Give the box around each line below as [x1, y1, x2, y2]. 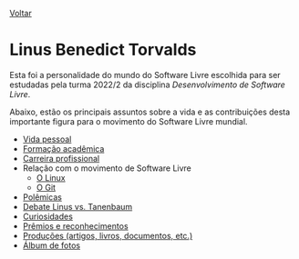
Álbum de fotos [22, 240, 80, 251]
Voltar [9, 8, 32, 18]
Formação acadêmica [22, 143, 105, 154]
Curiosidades [22, 211, 73, 222]
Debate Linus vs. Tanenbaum [22, 201, 133, 212]
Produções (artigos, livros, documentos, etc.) [22, 230, 193, 241]
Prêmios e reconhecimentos [22, 220, 129, 231]
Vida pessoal [22, 134, 72, 144]
